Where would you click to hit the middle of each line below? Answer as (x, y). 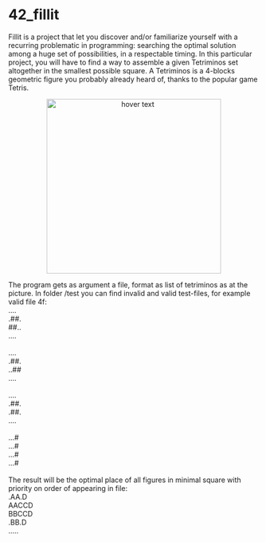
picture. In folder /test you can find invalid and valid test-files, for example (129, 293)
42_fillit (34, 15)
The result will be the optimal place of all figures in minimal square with (125, 480)
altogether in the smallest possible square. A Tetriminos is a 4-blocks (121, 70)
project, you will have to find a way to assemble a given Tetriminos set (123, 62)
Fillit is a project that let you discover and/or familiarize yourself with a (123, 37)
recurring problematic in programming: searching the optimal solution (122, 45)
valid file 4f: (28, 302)
